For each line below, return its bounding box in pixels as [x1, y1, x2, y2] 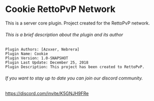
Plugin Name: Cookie [5, 51, 49, 56]
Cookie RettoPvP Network [5, 3, 116, 15]
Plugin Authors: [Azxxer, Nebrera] [5, 47, 80, 52]
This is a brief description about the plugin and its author [5, 31, 123, 37]
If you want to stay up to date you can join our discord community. [5, 75, 143, 81]
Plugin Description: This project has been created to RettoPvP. [5, 64, 144, 69]
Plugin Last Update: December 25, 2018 [5, 60, 89, 65]
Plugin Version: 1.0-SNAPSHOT [5, 56, 69, 61]
